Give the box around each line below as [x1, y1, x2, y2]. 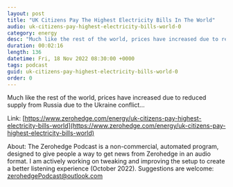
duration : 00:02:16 [7, 42, 64, 49]
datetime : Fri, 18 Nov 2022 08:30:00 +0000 [7, 55, 135, 62]
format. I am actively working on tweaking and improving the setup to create [7, 157, 225, 166]
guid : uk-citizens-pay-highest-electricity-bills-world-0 [7, 68, 178, 75]
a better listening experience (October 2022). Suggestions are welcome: [7, 164, 214, 173]
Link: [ [7, 114, 26, 123]
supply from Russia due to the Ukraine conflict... [7, 101, 146, 109]
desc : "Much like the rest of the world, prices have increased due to [7, 36, 218, 43]
